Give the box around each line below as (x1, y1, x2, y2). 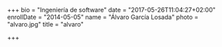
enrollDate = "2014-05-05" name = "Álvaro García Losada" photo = (7, 13, 199, 21)
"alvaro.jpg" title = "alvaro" (7, 20, 84, 28)
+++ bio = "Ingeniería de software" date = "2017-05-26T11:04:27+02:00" (7, 6, 216, 14)
